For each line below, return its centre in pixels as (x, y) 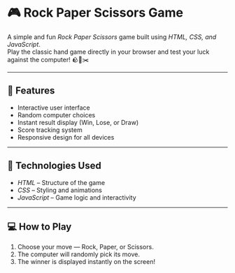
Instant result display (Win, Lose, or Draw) (78, 122)
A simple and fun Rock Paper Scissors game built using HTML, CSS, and (112, 37)
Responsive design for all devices (66, 137)
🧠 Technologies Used (54, 166)
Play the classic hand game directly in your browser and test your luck (108, 52)
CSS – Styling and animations (60, 190)
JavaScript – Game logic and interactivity (77, 197)
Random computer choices (56, 115)
